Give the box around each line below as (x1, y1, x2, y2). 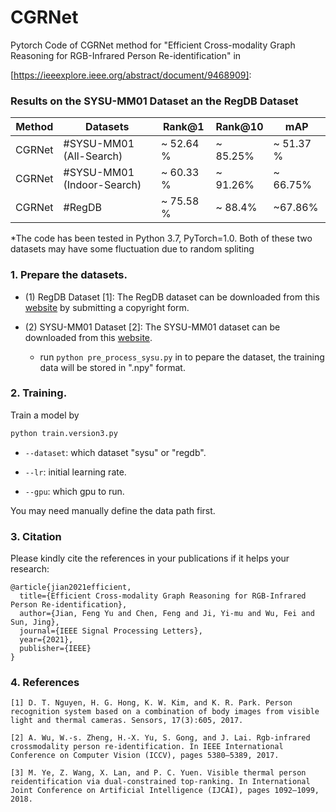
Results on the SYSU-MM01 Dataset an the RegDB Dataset (10, 94, 299, 108)
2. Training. (10, 386, 68, 400)
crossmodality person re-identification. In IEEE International (10, 742, 284, 752)
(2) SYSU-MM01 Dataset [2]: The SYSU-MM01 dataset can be (24, 321, 281, 333)
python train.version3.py (10, 428, 118, 438)
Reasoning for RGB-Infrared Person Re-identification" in (10, 49, 242, 61)
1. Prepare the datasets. (10, 268, 128, 282)
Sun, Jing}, (10, 617, 60, 627)
